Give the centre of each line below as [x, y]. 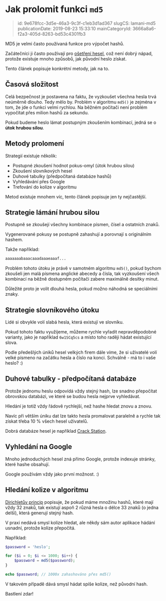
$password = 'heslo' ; [28, 547]
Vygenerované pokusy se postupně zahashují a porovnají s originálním [78, 234]
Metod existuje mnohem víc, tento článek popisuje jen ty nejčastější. [76, 196]
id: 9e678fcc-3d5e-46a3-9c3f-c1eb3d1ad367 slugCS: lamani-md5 [87, 23]
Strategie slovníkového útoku [52, 310]
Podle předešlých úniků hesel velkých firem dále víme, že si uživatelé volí [81, 352]
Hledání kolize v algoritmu [47, 490]
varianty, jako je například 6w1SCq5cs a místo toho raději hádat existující [78, 337]
